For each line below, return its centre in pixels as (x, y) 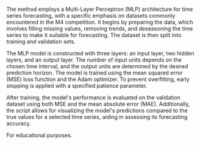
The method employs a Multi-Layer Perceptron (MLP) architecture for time (100, 9)
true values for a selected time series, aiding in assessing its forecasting (97, 117)
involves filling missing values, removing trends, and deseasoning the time (100, 29)
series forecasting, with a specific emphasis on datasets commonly (91, 16)
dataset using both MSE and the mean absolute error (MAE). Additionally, (98, 104)
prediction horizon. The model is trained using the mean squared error (95, 73)
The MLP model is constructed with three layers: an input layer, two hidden (100, 54)
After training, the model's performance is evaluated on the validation (94, 97)
